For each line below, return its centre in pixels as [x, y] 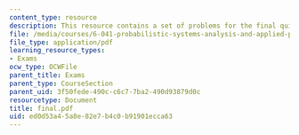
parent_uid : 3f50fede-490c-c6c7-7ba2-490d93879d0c [105, 91]
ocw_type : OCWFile [43, 67]
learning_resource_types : [57, 51]
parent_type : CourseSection [61, 83]
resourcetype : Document [53, 100]
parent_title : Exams [48, 75]
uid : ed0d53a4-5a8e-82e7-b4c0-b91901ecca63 [91, 116]
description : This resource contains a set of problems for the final [143, 26]
